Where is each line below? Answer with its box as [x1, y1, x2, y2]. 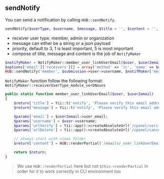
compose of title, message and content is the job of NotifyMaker [12, 51, 142, 57]
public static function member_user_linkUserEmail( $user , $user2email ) [5, 92, 154, 97]
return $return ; [14, 150, 47, 155]
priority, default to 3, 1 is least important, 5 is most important [12, 45, 133, 51]
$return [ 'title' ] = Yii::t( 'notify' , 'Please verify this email [14, 101, 147, 106]
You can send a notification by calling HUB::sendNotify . [5, 17, 116, 22]
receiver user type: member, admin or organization [12, 35, 115, 41]
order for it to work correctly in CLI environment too [17, 168, 121, 174]
